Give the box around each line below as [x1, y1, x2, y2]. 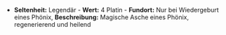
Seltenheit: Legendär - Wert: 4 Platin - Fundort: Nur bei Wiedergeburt [13, 6, 219, 14]
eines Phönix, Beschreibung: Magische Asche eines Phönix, [13, 13, 190, 21]
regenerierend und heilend [13, 21, 91, 28]
